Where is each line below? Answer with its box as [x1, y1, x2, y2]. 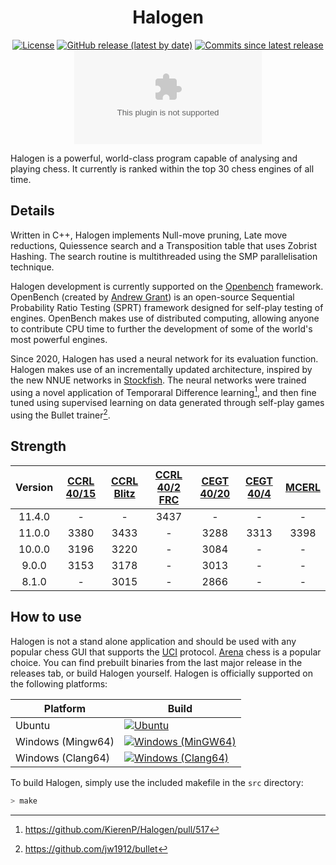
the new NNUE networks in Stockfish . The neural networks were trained [10, 374, 307, 386]
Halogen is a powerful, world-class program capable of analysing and [10, 152, 298, 164]
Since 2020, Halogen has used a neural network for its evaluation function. [10, 352, 319, 365]
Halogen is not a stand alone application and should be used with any [10, 635, 297, 647]
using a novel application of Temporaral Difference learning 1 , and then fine [10, 384, 317, 398]
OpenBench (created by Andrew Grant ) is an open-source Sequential [10, 291, 295, 303]
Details [10, 202, 55, 220]
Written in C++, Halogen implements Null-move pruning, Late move [10, 229, 288, 241]
